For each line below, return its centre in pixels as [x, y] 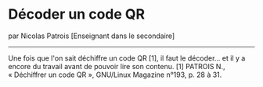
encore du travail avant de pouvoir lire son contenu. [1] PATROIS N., [117, 66]
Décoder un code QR [77, 14]
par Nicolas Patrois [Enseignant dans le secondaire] [92, 36]
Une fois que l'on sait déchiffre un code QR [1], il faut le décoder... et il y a [127, 58]
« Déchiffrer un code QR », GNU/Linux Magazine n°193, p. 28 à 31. [115, 75]
